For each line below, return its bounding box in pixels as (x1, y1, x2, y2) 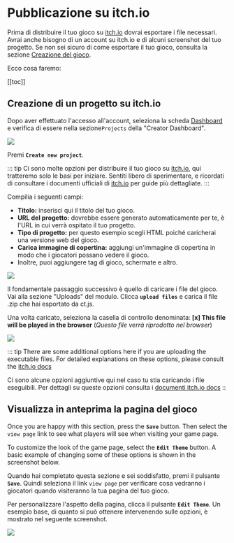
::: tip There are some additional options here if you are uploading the (7, 347, 207, 355)
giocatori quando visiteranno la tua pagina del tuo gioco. (7, 486, 170, 495)
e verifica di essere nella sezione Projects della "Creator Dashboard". (7, 124, 206, 132)
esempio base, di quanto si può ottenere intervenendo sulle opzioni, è (7, 507, 208, 516)
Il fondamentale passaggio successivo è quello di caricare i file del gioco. (7, 285, 218, 293)
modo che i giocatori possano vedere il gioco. (17, 251, 149, 259)
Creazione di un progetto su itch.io (7, 98, 161, 110)
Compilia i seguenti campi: (7, 192, 84, 201)
